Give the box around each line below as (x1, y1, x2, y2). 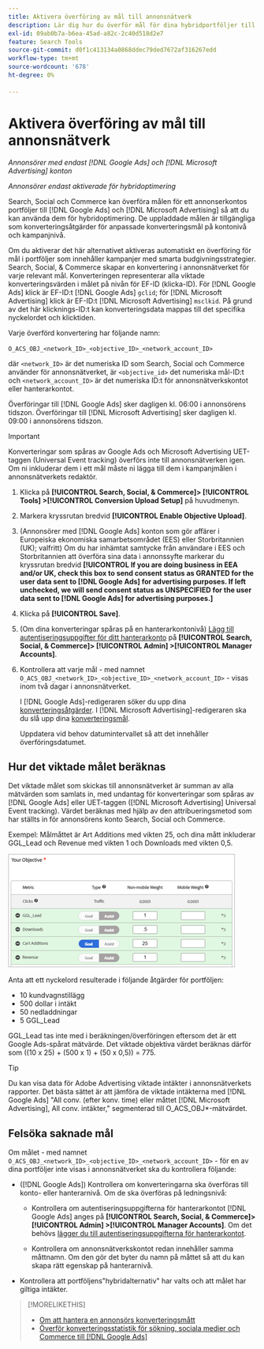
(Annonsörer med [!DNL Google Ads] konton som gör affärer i (19, 526, 220, 535)
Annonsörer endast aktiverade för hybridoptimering (8, 181, 176, 191)
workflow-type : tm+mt (8, 55, 80, 62)
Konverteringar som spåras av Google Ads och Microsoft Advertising (8, 447, 232, 456)
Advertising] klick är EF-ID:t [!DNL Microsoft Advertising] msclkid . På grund (8, 296, 253, 305)
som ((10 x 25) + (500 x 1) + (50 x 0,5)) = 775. (8, 1048, 156, 1057)
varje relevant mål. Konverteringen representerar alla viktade (8, 270, 205, 280)
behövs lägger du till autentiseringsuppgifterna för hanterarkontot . (31, 1229, 247, 1238)
